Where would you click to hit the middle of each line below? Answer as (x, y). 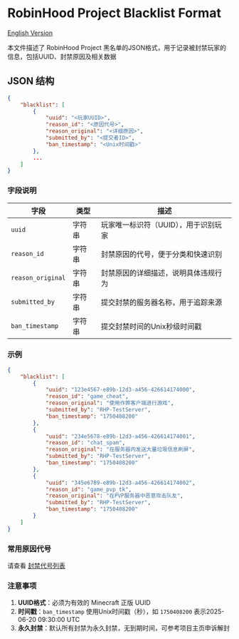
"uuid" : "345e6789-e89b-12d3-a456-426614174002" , (120, 483)
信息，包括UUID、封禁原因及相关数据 (62, 56)
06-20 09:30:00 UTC (49, 620)
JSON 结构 (31, 81)
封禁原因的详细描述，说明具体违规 (158, 272)
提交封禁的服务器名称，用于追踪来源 (161, 302)
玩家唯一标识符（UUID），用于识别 (158, 225)
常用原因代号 (30, 548)
